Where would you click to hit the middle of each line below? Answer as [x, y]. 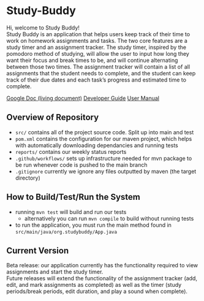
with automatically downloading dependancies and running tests [97, 145]
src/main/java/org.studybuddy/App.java [66, 232]
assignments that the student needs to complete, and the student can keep [101, 73]
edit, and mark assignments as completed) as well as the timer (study [94, 285]
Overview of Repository [53, 117]
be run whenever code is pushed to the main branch [81, 165]
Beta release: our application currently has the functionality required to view [102, 265]
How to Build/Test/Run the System [74, 197]
